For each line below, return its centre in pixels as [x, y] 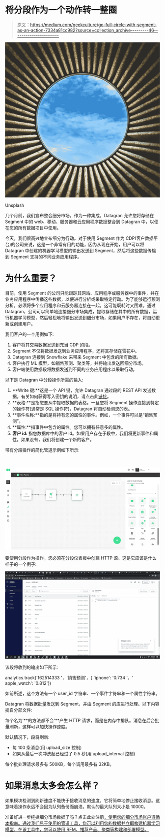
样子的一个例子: [21, 564]
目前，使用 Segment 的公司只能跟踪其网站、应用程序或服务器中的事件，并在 [82, 293]
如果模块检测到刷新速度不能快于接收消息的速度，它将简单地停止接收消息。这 [82, 800]
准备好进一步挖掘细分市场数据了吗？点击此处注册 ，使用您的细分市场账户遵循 [82, 817]
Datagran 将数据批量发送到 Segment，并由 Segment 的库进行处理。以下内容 [82, 704]
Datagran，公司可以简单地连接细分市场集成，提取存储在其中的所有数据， [79, 311]
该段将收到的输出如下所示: [32, 667]
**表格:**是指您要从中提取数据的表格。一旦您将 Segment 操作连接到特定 [85, 402]
